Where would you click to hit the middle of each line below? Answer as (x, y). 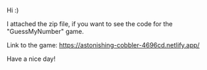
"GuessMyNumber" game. (46, 31)
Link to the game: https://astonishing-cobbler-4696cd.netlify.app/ (103, 45)
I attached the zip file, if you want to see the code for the (90, 24)
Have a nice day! (31, 59)
